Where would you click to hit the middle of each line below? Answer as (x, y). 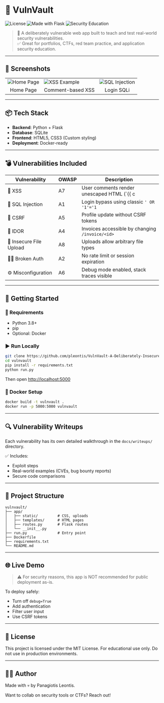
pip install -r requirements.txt (39, 365)
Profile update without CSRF (114, 215)
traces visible (97, 276)
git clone (15, 356)
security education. (36, 49)
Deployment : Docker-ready (40, 143)
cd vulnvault (18, 361)
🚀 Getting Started (32, 298)
